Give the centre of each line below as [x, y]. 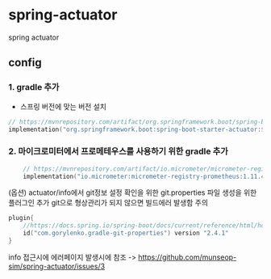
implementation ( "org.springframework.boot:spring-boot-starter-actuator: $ [137, 129]
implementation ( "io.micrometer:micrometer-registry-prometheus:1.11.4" [146, 176]
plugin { [21, 218]
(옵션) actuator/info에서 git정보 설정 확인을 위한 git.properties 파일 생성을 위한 [133, 192]
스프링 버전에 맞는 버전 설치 [63, 106]
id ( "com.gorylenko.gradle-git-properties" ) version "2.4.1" [126, 233]
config [25, 63]
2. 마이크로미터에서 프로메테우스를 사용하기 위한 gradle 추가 [118, 151]
